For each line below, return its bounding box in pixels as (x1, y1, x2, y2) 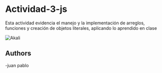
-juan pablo (5, 62, 29, 68)
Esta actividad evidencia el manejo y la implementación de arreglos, (5, 20, 145, 26)
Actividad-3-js (5, 3, 67, 15)
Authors (5, 49, 31, 58)
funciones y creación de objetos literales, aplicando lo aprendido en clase (5, 25, 157, 31)
